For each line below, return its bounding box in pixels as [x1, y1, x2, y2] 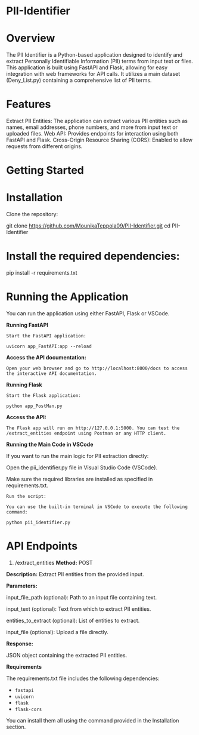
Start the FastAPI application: [6, 333, 86, 339]
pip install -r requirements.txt [6, 269, 77, 276]
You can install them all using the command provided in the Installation [6, 717, 179, 724]
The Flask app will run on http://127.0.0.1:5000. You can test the [6, 425, 180, 431]
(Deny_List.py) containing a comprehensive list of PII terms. [6, 76, 152, 84]
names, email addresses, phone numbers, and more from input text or [6, 124, 178, 131]
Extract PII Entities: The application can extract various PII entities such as [6, 118, 188, 125]
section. [6, 724, 26, 730]
